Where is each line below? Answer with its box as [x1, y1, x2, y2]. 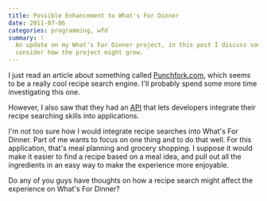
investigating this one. [8, 87, 81, 96]
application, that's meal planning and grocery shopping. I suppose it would [8, 144, 253, 153]
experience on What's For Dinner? [8, 184, 121, 193]
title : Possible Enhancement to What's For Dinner [8, 11, 180, 20]
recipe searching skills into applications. [8, 111, 140, 120]
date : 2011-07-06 [8, 19, 66, 27]
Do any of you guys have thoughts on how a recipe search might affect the [8, 176, 253, 185]
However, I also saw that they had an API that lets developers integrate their [8, 102, 257, 112]
